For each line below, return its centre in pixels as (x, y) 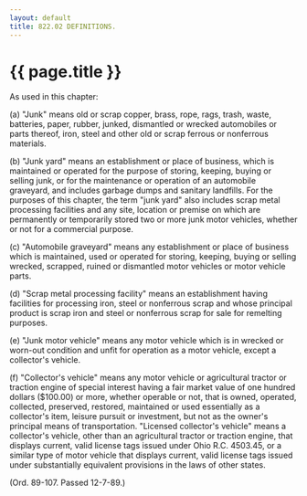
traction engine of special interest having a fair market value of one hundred (153, 387)
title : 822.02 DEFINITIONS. (63, 26)
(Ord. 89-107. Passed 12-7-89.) (68, 483)
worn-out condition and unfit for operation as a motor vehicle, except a (143, 350)
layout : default (40, 18)
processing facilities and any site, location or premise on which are (135, 210)
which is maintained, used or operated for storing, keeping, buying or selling (153, 257)
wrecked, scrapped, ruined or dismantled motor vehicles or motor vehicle (148, 267)
